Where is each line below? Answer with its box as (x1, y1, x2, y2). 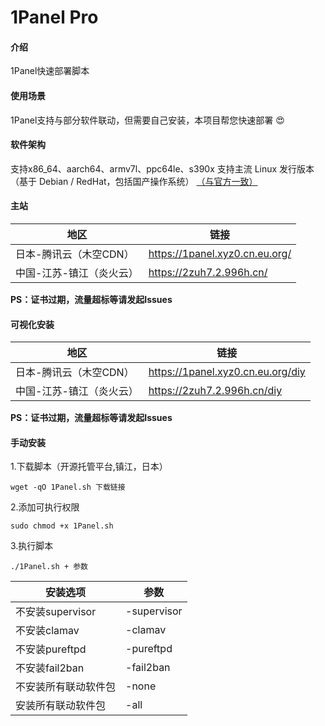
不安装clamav (15, 624, 80, 638)
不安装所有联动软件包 (15, 680, 117, 694)
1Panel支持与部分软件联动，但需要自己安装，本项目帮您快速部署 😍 (10, 114, 285, 126)
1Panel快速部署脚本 (10, 65, 90, 77)
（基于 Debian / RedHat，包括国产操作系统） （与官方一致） (10, 175, 258, 187)
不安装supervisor (15, 605, 97, 619)
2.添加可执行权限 (10, 501, 80, 513)
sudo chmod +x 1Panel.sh (10, 521, 114, 531)
